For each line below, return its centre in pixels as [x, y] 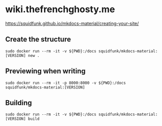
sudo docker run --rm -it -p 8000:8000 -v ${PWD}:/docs [66, 83]
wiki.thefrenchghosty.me [60, 9]
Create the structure [38, 39]
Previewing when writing [45, 71]
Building [19, 103]
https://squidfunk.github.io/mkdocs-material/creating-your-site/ [72, 23]
